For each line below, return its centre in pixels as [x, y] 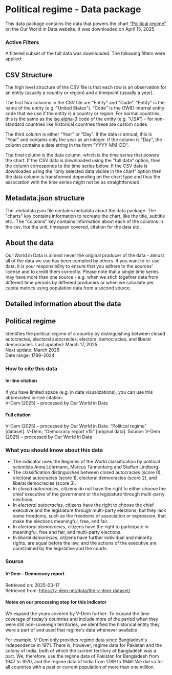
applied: [14, 59]
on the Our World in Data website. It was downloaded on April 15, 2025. [80, 29]
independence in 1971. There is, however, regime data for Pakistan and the [84, 645]
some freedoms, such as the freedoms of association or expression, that [89, 515]
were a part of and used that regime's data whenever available [71, 629]
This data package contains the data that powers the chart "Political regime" [86, 24]
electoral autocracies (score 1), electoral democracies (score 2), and [85, 478]
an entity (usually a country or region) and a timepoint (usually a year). [80, 93]
